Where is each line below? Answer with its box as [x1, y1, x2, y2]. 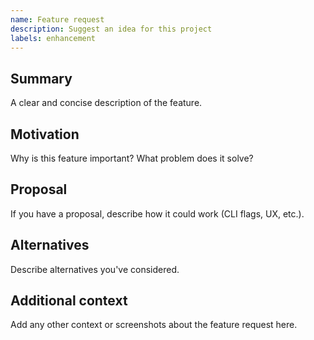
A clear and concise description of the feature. [10, 97, 203, 109]
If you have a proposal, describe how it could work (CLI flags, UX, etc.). [10, 207, 305, 220]
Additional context [10, 292, 128, 310]
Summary [10, 70, 73, 87]
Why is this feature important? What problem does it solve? [10, 152, 254, 164]
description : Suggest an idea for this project [10, 24, 213, 34]
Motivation [10, 126, 80, 143]
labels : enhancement [10, 33, 97, 43]
